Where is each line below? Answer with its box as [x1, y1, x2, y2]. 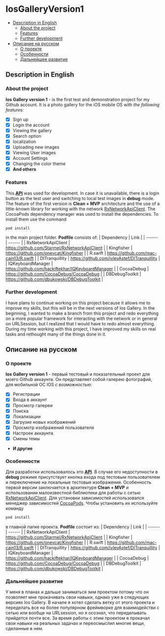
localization [12, 139, 36, 145]
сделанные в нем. [5, 626, 44, 632]
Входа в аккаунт [12, 397, 47, 403]
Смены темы [12, 435, 40, 441]
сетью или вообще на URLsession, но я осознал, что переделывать [5, 610, 147, 616]
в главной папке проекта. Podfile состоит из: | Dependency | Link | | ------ [5, 524, 160, 530]
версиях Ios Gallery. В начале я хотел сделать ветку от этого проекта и [5, 600, 155, 606]
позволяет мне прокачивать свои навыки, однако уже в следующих [5, 594, 149, 600]
